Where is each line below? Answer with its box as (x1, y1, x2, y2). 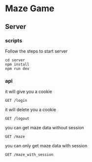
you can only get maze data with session (5, 143, 88, 149)
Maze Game (5, 3, 55, 14)
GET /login (5, 98, 27, 103)
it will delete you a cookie (5, 107, 56, 113)
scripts (5, 37, 23, 44)
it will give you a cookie (5, 89, 52, 94)
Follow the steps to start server (5, 48, 68, 54)
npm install (5, 62, 29, 67)
